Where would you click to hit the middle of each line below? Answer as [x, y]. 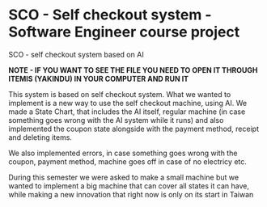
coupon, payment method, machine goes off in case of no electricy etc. [127, 161]
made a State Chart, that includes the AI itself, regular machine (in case [127, 112]
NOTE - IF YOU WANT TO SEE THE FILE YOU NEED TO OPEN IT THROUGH [133, 70]
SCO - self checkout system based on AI [76, 54]
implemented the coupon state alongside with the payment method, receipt [133, 129]
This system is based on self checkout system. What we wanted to [120, 94]
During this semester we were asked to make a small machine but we [124, 177]
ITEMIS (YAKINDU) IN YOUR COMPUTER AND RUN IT [98, 78]
